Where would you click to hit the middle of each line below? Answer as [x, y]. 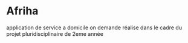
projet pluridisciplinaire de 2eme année [55, 33]
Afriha [22, 11]
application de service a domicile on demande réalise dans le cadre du [94, 27]
